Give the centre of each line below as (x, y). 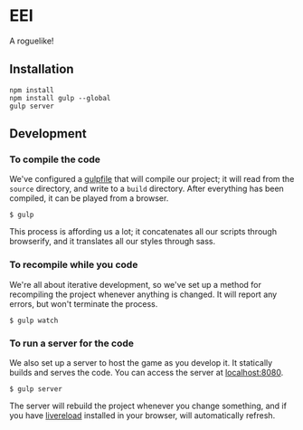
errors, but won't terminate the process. (84, 303)
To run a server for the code (71, 343)
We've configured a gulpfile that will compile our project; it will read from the (152, 179)
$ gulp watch (34, 320)
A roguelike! (32, 41)
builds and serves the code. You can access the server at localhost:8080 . (147, 373)
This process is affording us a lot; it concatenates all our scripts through (143, 232)
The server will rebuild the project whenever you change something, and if (148, 406)
